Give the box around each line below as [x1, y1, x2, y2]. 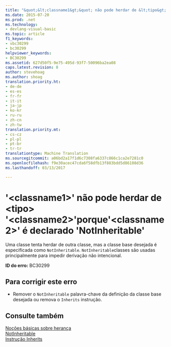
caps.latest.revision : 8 [5, 65, 59, 70]
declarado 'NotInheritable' [30, 225, 145, 236]
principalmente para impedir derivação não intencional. [5, 252, 122, 259]
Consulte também [5, 312, 64, 320]
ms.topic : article [5, 31, 45, 36]
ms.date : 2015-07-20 [5, 12, 50, 17]
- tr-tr [5, 146, 22, 152]
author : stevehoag [5, 70, 45, 75]
